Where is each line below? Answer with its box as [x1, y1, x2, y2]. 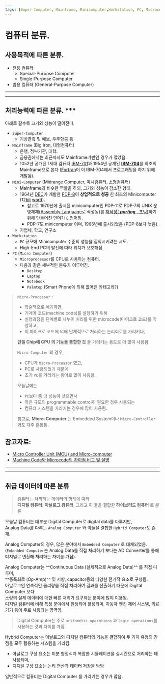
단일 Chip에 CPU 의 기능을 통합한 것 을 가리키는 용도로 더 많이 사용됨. [17, 339, 150, 345]
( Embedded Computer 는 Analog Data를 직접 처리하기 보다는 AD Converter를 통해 [5, 547, 159, 553]
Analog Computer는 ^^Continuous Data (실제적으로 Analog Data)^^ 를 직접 [5, 564, 152, 570]
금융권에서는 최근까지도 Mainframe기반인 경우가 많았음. [19, 154, 127, 160]
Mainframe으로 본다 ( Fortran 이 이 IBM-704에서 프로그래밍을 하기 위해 [19, 167, 155, 172]
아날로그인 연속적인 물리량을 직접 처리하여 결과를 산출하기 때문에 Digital [5, 583, 142, 589]
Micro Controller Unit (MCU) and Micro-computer [12, 451, 112, 457]
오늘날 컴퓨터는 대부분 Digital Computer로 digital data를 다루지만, [5, 519, 133, 525]
